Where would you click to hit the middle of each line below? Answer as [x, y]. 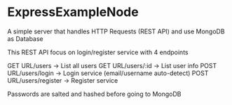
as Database [25, 38]
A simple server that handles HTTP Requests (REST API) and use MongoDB [116, 31]
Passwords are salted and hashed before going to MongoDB [94, 94]
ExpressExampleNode [73, 12]
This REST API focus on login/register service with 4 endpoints [98, 52]
